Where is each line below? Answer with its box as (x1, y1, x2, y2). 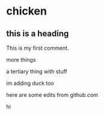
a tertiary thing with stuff (6, 68, 67, 75)
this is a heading (6, 28, 69, 39)
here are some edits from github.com (6, 91, 98, 98)
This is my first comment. (6, 44, 69, 51)
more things (6, 56, 36, 63)
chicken (6, 4, 47, 18)
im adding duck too (6, 80, 54, 87)
